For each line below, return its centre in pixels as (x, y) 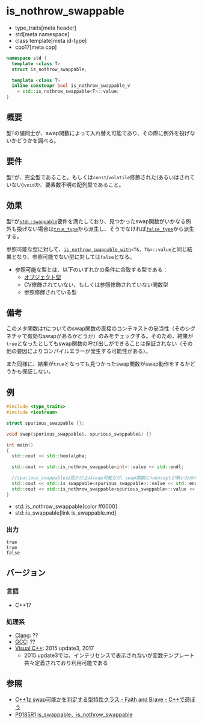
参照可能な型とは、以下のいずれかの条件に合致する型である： (91, 269)
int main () (20, 445)
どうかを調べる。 (38, 141)
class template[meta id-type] (51, 40)
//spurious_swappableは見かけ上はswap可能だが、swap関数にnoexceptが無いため (103, 478)
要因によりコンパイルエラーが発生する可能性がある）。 (84, 351)
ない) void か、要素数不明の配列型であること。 (68, 185)
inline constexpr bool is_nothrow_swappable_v (71, 86)
